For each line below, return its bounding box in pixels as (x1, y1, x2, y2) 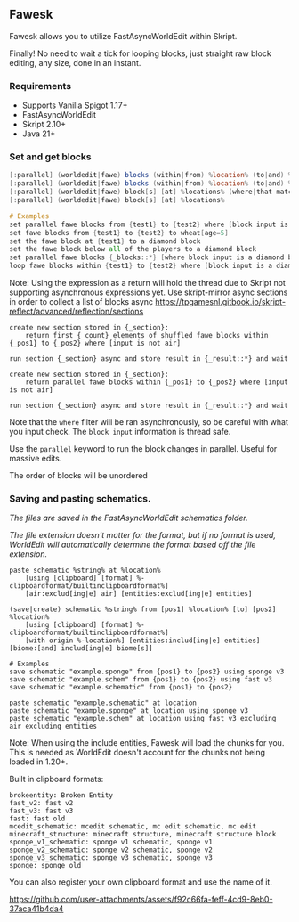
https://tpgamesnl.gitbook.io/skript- (155, 297, 287, 307)
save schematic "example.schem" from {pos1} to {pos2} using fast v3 (9, 675, 273, 684)
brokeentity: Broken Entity (9, 791, 114, 800)
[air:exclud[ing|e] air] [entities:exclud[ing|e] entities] (25, 590, 253, 599)
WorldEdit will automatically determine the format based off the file (9, 539, 256, 551)
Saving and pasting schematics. (9, 492, 151, 504)
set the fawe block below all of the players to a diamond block (9, 245, 256, 254)
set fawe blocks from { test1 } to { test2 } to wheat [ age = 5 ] (9, 228, 229, 237)
